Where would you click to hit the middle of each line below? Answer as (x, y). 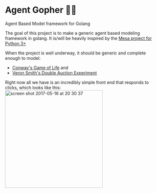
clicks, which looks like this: (33, 87)
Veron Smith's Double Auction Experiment (54, 72)
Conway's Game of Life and (40, 68)
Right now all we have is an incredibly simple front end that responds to (77, 82)
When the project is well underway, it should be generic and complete (76, 53)
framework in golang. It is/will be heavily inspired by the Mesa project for (78, 38)
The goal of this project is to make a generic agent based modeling (73, 33)
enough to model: (23, 58)
